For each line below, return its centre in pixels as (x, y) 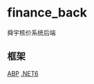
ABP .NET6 (23, 73)
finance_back (47, 13)
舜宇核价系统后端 (31, 32)
